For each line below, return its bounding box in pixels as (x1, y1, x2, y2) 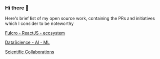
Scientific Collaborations (5, 49, 55, 55)
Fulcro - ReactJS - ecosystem (5, 30, 65, 36)
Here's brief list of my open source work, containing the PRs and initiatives (5, 16, 155, 21)
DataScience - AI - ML (5, 39, 50, 45)
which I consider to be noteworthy (5, 20, 74, 26)
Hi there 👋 (5, 4, 29, 11)
